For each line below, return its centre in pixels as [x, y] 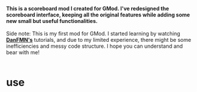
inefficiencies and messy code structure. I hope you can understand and [95, 46]
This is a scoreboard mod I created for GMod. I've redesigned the [88, 9]
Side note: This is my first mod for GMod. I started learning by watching [93, 34]
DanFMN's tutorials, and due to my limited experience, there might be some [98, 40]
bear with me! [23, 52]
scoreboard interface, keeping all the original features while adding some [98, 15]
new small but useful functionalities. [52, 21]
